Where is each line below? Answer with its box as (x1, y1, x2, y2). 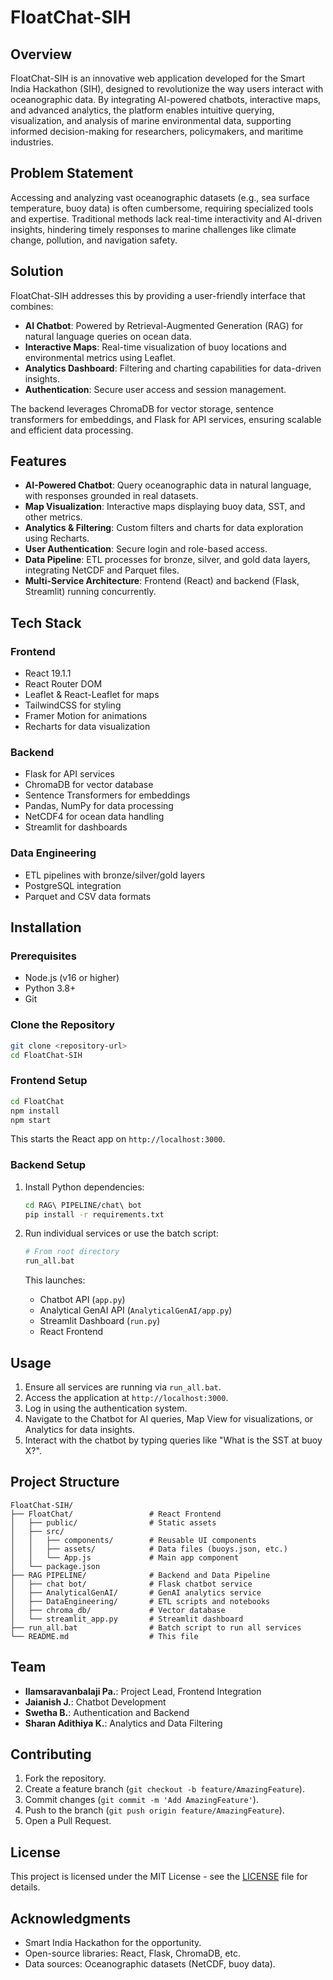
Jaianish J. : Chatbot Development (24, 1696, 167, 1708)
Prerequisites (10, 949, 77, 963)
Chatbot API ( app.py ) (39, 1294, 126, 1306)
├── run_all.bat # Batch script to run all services (10, 1622, 302, 1633)
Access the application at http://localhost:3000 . (24, 1391, 229, 1403)
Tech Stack (10, 614, 82, 631)
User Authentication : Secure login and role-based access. (24, 543, 268, 555)
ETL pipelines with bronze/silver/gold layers (24, 869, 206, 881)
